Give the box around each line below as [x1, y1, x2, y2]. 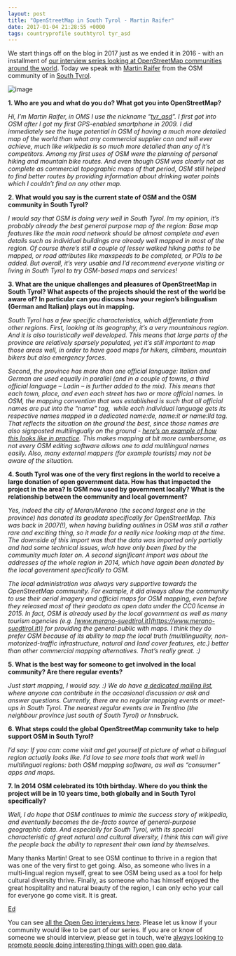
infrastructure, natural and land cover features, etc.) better [59, 639, 229, 648]
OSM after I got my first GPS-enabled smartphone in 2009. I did [8, 120, 193, 129]
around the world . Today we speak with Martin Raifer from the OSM [8, 64, 203, 72]
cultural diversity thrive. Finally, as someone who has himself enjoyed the [8, 876, 219, 885]
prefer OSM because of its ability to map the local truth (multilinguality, [8, 631, 214, 640]
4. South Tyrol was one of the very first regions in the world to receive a [8, 470, 221, 478]
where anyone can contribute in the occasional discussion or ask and [8, 689, 209, 698]
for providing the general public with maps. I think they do [44, 624, 212, 633]
